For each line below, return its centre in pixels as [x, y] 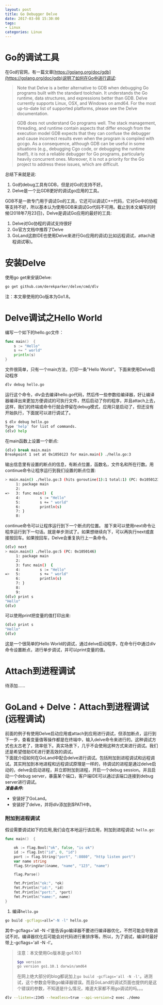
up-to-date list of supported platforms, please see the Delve [77, 108]
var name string [30, 861]
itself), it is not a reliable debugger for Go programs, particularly [81, 154]
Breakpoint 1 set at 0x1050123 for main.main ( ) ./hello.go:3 [68, 454]
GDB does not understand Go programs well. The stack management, [86, 123]
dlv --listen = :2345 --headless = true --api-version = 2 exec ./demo [72, 998]
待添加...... [15, 686]
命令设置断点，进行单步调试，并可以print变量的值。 [57, 650]
